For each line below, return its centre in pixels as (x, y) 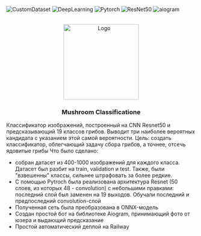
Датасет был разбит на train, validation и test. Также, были (90, 169)
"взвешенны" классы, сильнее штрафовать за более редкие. (94, 176)
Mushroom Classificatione (101, 112)
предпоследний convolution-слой (58, 201)
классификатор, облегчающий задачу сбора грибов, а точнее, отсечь (96, 144)
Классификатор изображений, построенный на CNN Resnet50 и (88, 125)
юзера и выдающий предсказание (59, 220)
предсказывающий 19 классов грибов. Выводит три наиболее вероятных (101, 132)
